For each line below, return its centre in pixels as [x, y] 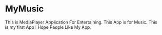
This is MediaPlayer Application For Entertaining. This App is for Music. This [81, 22]
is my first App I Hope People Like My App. [48, 27]
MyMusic [24, 9]
